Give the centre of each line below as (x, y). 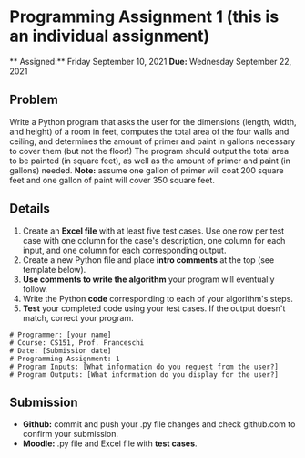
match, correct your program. (78, 317)
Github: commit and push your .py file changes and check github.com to (159, 424)
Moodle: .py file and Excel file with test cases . (110, 443)
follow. (35, 288)
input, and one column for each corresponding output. (124, 250)
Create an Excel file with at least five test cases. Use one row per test (153, 231)
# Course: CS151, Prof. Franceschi (77, 343)
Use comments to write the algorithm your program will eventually (148, 279)
